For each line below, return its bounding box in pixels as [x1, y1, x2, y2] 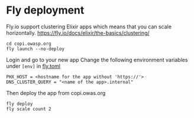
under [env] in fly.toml [6, 63, 61, 70]
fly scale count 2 [6, 106, 51, 112]
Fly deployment [6, 4, 85, 17]
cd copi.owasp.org [6, 41, 51, 47]
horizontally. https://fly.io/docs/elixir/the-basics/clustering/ [6, 29, 150, 36]
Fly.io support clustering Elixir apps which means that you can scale [6, 23, 172, 30]
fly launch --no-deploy [6, 45, 65, 52]
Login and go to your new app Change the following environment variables [6, 56, 188, 63]
